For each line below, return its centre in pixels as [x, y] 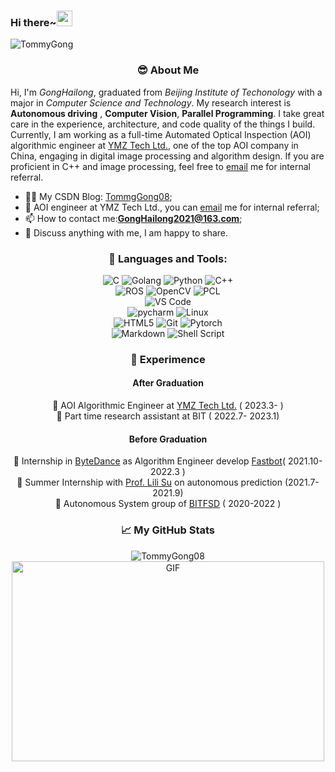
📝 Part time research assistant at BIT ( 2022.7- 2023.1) [168, 416]
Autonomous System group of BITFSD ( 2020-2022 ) [172, 504]
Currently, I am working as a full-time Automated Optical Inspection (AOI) [161, 134]
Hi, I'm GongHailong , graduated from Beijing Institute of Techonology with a [166, 92]
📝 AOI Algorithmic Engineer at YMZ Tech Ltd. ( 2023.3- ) [168, 406]
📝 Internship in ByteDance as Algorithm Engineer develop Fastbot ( [150, 461]
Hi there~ [33, 22]
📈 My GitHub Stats [168, 530]
